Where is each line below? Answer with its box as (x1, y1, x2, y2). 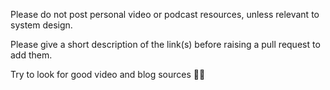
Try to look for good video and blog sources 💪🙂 (10, 69, 206, 80)
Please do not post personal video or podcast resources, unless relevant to (10, 9, 320, 20)
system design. (10, 19, 73, 31)
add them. (10, 49, 53, 61)
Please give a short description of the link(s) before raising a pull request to (10, 39, 321, 50)
